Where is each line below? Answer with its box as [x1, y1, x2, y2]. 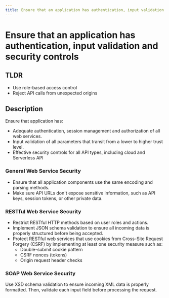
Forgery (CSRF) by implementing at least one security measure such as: [12, 241, 163, 247]
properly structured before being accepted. [12, 230, 104, 237]
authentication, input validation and [5, 40, 158, 51]
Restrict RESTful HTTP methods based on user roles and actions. [12, 219, 149, 226]
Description [5, 105, 43, 113]
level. [12, 144, 24, 150]
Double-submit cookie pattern [20, 247, 83, 253]
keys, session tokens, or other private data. [12, 195, 103, 201]
